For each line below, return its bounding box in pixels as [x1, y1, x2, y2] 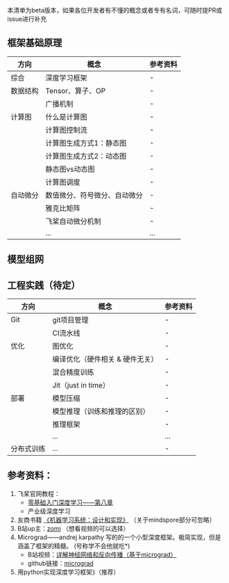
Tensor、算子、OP [45, 86, 106, 95]
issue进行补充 [7, 15, 47, 23]
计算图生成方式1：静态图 [45, 138, 127, 147]
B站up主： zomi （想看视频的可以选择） [17, 524, 130, 532]
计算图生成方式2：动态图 [45, 151, 127, 161]
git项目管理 [52, 315, 89, 325]
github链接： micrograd [27, 559, 94, 567]
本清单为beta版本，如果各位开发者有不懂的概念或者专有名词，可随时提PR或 [7, 6, 223, 14]
